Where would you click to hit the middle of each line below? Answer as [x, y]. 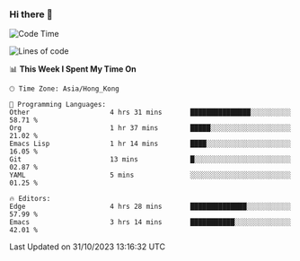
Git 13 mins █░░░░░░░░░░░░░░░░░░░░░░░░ [150, 160]
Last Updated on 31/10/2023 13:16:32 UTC [88, 247]
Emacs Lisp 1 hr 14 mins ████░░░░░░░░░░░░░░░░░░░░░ [150, 144]
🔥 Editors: [30, 199]
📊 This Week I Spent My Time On [73, 69]
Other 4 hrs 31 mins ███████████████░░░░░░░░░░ [150, 113]
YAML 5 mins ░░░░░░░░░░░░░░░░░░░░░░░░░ [150, 175]
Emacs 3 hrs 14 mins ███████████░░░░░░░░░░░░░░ [150, 222]
